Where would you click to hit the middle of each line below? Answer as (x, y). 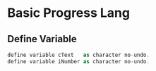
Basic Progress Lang (69, 13)
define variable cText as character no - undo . (79, 55)
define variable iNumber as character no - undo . (79, 61)
